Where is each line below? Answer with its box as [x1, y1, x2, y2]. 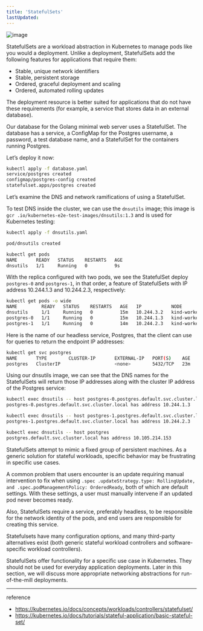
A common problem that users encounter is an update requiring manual [6, 470, 184, 477]
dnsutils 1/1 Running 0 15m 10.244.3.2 [6, 309, 164, 315]
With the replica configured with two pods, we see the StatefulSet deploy [6, 273, 188, 281]
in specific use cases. [6, 459, 60, 466]
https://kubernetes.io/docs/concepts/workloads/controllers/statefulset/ [14, 605, 193, 612]
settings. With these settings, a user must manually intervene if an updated [6, 490, 193, 497]
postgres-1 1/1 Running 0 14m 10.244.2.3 [6, 320, 164, 326]
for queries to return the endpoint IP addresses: [6, 338, 125, 345]
